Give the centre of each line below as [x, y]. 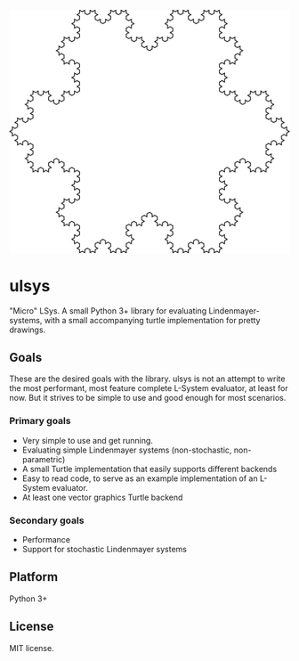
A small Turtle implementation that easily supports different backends [149, 469]
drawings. [28, 330]
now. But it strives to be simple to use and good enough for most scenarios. [148, 398]
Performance [46, 539]
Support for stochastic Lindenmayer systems [105, 549]
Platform [34, 577]
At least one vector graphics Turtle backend [102, 497]
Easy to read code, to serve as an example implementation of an [140, 478]
